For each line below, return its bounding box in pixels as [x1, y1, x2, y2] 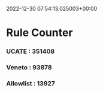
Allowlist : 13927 [6, 79, 56, 87]
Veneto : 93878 [6, 63, 52, 72]
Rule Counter [6, 26, 73, 39]
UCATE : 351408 [6, 47, 55, 56]
